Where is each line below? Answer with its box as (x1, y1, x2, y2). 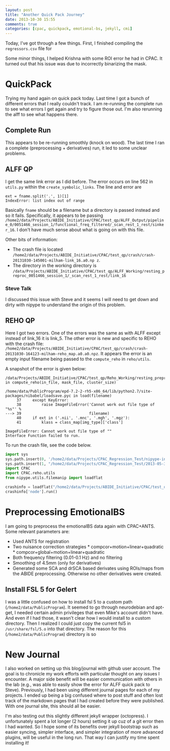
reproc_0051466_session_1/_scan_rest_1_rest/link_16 (12, 273, 126, 278)
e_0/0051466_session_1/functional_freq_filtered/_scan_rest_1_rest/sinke (5, 222, 164, 227)
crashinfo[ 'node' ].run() (5, 489, 58, 494)
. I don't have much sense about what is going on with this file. (14, 227, 145, 233)
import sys (5, 452, 28, 457)
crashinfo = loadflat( (5, 484, 53, 490)
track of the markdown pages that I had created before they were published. (5, 698, 164, 704)
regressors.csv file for (5, 46, 52, 52)
